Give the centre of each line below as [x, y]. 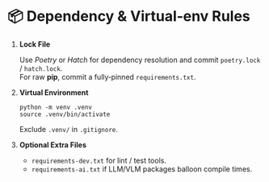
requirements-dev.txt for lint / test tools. [99, 160]
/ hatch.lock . [41, 68]
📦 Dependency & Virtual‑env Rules [129, 17]
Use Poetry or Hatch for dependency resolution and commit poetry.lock [140, 60]
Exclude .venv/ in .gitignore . [69, 129]
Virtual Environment [54, 92]
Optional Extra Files [53, 145]
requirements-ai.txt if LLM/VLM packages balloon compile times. [142, 169]
